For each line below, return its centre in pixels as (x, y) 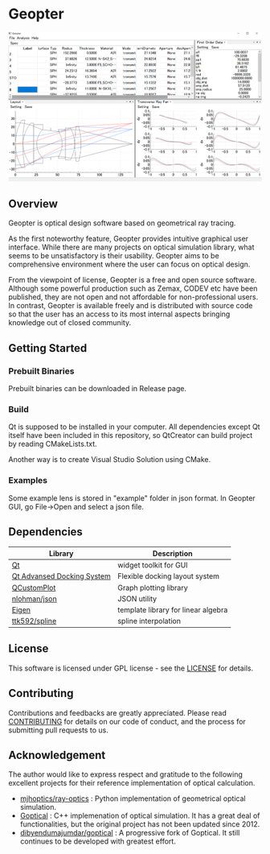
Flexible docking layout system (168, 576)
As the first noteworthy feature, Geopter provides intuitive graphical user (129, 239)
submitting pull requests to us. (58, 730)
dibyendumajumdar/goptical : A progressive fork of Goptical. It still (130, 833)
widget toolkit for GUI (153, 565)
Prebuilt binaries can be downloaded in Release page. (98, 389)
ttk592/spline (34, 621)
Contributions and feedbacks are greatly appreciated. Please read (117, 712)
